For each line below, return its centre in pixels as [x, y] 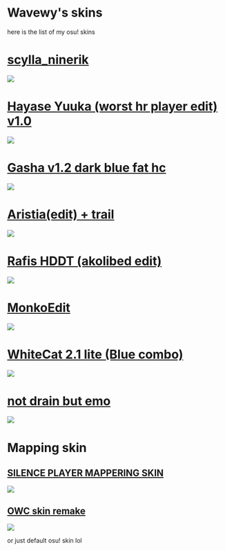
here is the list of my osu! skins [51, 32]
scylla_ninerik [48, 60]
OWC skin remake [47, 511]
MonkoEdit [39, 307]
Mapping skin [47, 448]
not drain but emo [59, 401]
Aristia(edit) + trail [61, 214]
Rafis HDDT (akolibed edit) [85, 261]
